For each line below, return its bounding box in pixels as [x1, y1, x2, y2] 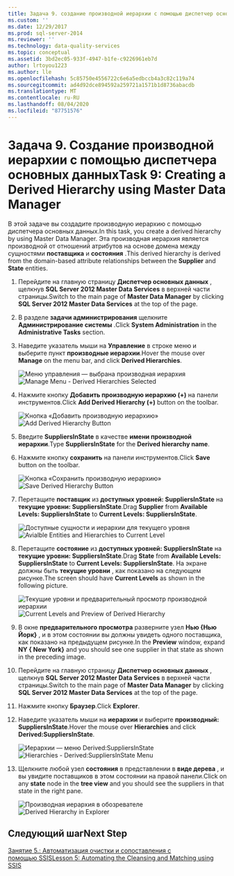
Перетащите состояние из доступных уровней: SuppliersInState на [17, 544, 222, 552]
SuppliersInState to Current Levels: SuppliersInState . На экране [17, 558, 208, 568]
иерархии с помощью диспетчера [8, 152, 217, 168]
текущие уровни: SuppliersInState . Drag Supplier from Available [17, 502, 208, 510]
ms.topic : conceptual [8, 49, 71, 56]
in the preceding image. [17, 652, 86, 661]
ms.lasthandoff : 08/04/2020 [8, 101, 90, 108]
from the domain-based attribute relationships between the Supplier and [8, 256, 216, 265]
